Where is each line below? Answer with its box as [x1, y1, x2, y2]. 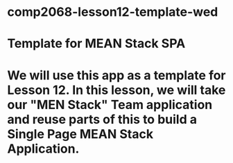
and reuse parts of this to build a [7, 111, 198, 127]
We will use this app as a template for [7, 67, 226, 83]
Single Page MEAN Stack [7, 126, 154, 142]
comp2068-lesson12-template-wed [7, 4, 218, 20]
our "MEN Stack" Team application [7, 97, 213, 113]
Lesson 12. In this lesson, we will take [7, 82, 226, 97]
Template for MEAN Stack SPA [7, 36, 186, 52]
